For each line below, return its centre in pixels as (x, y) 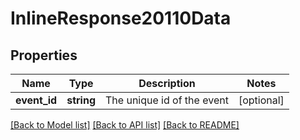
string (81, 100)
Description (167, 83)
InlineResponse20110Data (121, 18)
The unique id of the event (167, 100)
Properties (44, 55)
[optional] (261, 100)
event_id (36, 100)
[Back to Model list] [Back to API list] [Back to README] (125, 125)
